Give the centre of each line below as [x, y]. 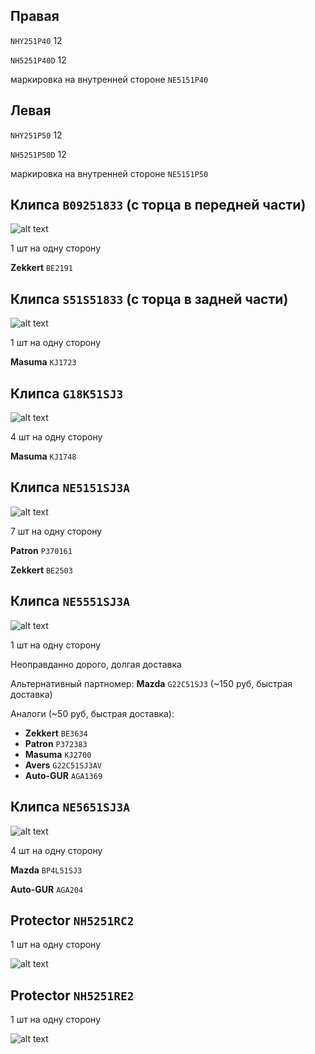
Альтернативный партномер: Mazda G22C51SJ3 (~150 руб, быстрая [151, 683]
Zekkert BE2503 [41, 570]
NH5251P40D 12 [38, 60]
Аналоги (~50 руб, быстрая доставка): [92, 713]
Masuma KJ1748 [43, 456]
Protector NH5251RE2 [72, 995]
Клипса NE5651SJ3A [70, 807]
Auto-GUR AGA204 [47, 889]
